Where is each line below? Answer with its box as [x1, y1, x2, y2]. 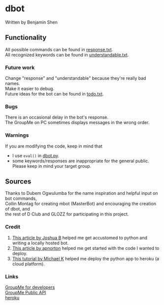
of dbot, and [5, 206, 31, 212]
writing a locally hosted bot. [12, 240, 69, 246]
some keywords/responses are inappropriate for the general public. [12, 158, 149, 164]
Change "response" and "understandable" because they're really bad [5, 75, 146, 81]
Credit [5, 223, 21, 230]
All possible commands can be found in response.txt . [5, 46, 113, 52]
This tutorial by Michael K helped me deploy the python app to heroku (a [12, 255, 159, 261]
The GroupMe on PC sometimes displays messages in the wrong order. [5, 120, 150, 125]
